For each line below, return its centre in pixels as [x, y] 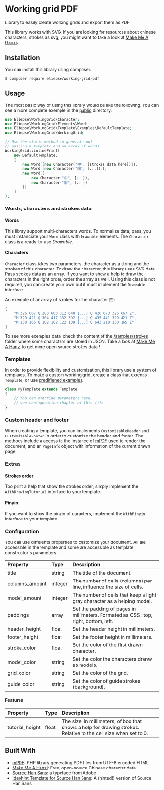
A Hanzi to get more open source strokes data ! [52, 347]
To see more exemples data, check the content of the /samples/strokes [77, 336]
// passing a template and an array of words [52, 146]
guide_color [21, 684]
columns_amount [27, 583]
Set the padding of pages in [104, 609]
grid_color [19, 673]
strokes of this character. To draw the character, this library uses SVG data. [81, 269]
